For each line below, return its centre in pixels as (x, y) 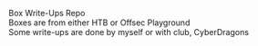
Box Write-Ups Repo (47, 13)
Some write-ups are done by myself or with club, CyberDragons (129, 32)
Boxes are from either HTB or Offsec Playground (99, 23)
